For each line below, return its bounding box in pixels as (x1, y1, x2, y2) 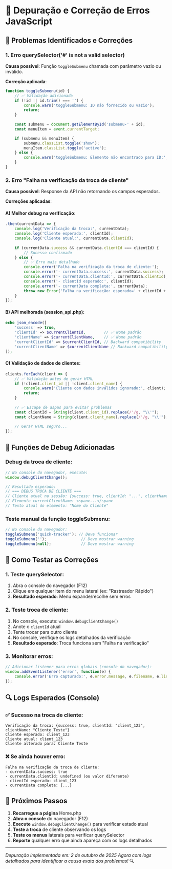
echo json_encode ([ (5, 320, 47, 326)
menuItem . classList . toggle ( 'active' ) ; (24, 145, 106, 150)
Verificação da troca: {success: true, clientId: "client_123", (5, 723, 145, 728)
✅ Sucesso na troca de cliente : (5, 711, 83, 719)
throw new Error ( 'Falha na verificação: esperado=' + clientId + (24, 288, 166, 293)
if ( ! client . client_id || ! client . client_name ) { (14, 381, 123, 386)
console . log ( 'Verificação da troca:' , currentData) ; (14, 226, 130, 232)
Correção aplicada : (5, 78, 47, 84)
